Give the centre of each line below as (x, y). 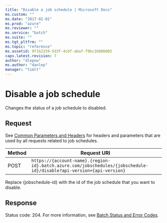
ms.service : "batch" (27, 33)
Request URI (95, 153)
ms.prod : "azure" (23, 24)
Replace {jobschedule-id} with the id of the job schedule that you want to (80, 182)
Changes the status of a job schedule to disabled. (56, 108)
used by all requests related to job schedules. (52, 140)
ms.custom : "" (20, 14)
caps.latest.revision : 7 (31, 56)
